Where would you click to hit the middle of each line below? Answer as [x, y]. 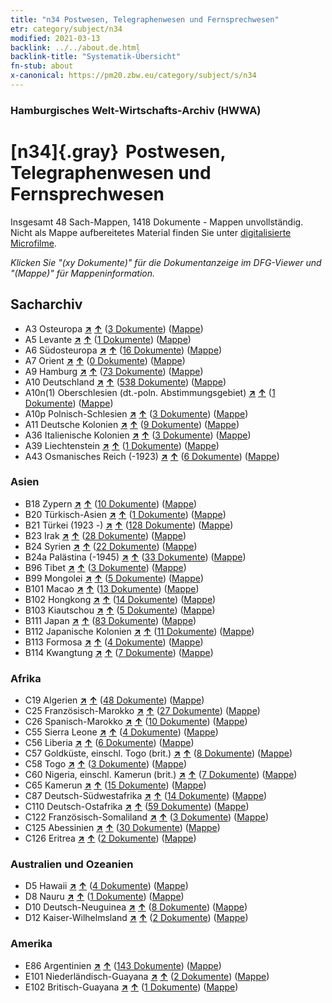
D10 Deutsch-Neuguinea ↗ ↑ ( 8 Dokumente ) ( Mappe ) [136, 907]
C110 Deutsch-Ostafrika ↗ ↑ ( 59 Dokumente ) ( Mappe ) [137, 807]
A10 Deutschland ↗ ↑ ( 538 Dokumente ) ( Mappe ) [125, 382]
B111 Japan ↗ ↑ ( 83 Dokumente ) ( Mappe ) [110, 620]
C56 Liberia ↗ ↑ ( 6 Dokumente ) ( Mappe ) [109, 743]
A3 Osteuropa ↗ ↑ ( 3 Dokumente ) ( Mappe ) [114, 328]
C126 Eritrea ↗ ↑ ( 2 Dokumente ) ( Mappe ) [110, 838]
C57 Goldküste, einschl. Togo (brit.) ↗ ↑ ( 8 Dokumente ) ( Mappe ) [158, 753]
